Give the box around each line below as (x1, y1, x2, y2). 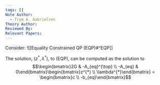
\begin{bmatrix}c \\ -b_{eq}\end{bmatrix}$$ (39, 74, 132, 80)
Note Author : (5, 12, 33, 17)
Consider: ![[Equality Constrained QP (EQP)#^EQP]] (5, 45, 113, 51)
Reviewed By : (5, 26, 33, 31)
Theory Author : (5, 21, 38, 27)
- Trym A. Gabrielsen (10, 17, 56, 22)
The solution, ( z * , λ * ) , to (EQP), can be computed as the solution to (5, 55, 145, 61)
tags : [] (5, 7, 24, 13)
